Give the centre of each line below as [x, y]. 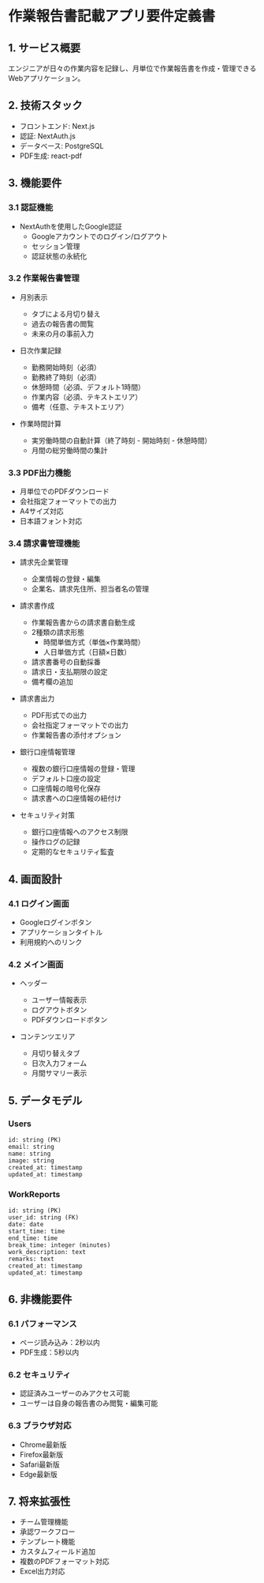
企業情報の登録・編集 [66, 579]
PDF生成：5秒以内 [49, 1352]
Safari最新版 [40, 1464]
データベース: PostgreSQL [61, 145]
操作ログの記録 [56, 842]
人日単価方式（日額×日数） [87, 652]
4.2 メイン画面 [36, 964]
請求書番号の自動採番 [66, 662]
